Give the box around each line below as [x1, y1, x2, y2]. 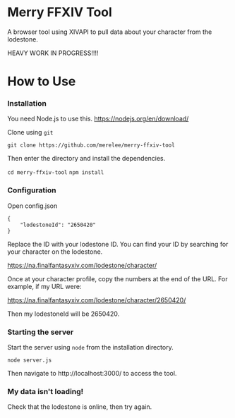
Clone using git [7, 128, 54, 137]
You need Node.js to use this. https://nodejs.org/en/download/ [7, 114, 189, 123]
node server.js [7, 357, 52, 364]
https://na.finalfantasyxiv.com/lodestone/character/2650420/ [7, 295, 186, 304]
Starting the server [7, 327, 74, 337]
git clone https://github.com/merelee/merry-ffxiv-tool [7, 142, 175, 149]
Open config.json [7, 202, 58, 210]
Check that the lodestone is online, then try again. [7, 402, 152, 411]
